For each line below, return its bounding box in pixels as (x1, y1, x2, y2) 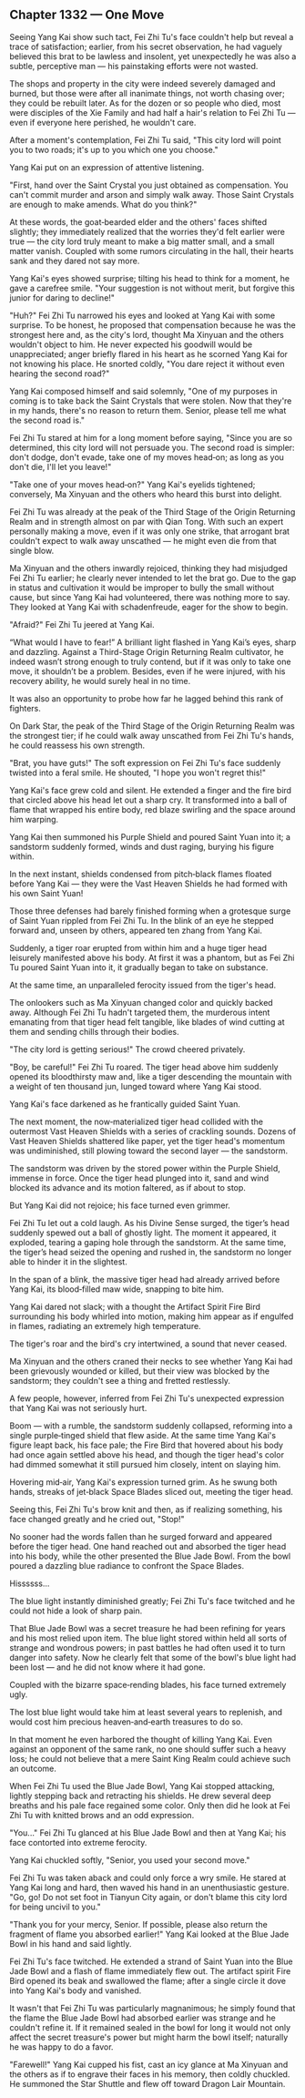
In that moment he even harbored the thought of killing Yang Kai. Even (9, 1734, 273, 1745)
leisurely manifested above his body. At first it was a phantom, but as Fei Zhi (9, 952, 295, 963)
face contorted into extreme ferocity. (9, 1837, 147, 1847)
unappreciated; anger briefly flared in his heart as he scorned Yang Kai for (9, 348, 289, 359)
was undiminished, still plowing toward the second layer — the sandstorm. (9, 1145, 289, 1156)
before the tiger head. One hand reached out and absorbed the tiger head (9, 1540, 287, 1551)
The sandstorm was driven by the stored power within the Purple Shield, (9, 1162, 280, 1173)
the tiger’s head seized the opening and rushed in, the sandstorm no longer (9, 1246, 292, 1257)
